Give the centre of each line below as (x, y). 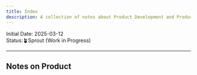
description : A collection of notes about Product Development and (90, 17)
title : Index (22, 11)
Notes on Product (39, 66)
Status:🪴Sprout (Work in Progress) (48, 40)
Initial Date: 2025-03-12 (35, 33)
